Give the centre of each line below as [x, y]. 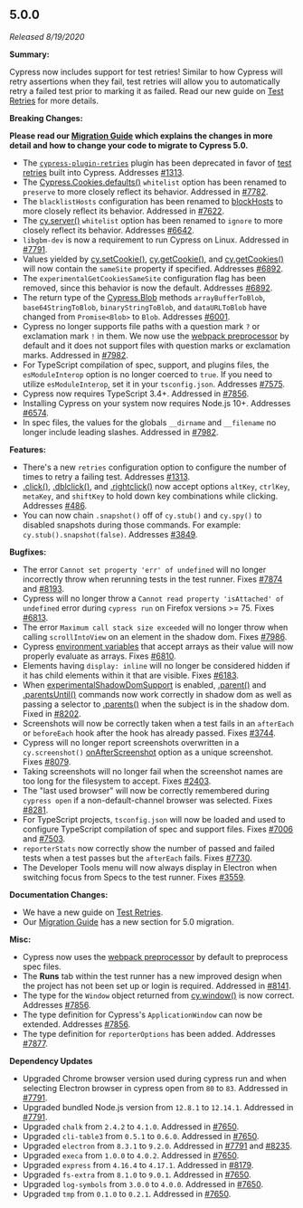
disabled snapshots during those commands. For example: [132, 525]
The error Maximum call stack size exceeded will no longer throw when [155, 627]
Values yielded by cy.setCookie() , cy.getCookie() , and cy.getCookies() [153, 259]
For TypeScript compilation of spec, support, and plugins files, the [146, 365]
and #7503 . [44, 838]
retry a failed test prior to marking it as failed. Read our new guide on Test [147, 90]
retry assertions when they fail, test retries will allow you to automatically [145, 81]
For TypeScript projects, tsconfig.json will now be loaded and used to [154, 819]
